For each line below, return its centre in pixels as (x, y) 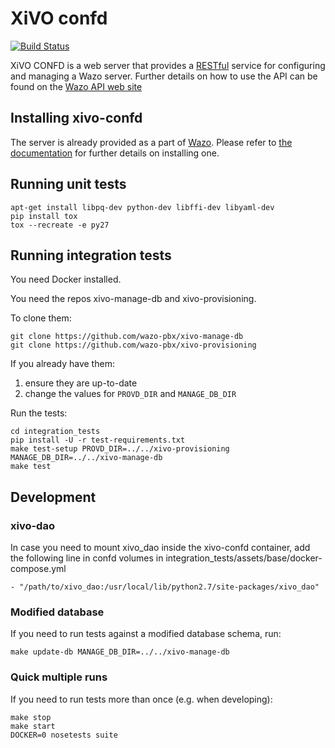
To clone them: (41, 318)
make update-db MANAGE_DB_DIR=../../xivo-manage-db (120, 652)
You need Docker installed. (66, 279)
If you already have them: (62, 364)
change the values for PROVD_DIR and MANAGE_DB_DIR (130, 394)
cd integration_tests (55, 432)
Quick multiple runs (59, 677)
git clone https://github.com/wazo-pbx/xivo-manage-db (127, 337)
